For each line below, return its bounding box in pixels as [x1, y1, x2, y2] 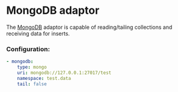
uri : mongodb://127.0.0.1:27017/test [17, 70, 112, 76]
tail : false [17, 81, 47, 87]
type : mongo [17, 64, 47, 70]
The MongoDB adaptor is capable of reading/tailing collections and [6, 23, 173, 31]
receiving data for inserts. [6, 29, 70, 37]
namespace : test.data [17, 75, 71, 81]
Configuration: [6, 44, 50, 53]
